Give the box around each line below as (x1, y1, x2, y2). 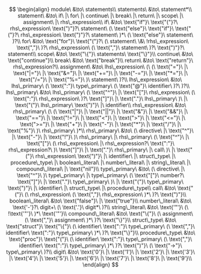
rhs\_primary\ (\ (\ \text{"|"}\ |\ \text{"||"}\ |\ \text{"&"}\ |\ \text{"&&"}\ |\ (13, 108, 188, 115)
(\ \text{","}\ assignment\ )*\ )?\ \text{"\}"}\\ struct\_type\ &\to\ (24, 216, 177, 224)
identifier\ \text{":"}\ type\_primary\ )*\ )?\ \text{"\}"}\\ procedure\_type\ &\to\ (5, 229, 196, 236)
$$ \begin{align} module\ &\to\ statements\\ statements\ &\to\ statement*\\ (8, 6, 192, 13)
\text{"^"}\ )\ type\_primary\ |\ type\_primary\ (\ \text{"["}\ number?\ (16, 172, 185, 178)
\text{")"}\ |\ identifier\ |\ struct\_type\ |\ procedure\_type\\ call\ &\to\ (7, 184, 176, 192)
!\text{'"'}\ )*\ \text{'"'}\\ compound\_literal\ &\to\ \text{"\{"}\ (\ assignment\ (8, 210, 193, 217)
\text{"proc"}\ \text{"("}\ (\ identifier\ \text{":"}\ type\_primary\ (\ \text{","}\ (8, 236, 193, 243)
